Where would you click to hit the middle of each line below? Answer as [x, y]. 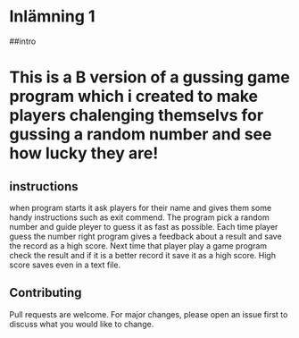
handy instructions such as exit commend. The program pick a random [139, 217]
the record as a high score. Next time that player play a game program [138, 245]
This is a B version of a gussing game [149, 77]
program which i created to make [134, 97]
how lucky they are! [84, 153]
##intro [23, 41]
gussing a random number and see [141, 135]
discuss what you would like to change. [82, 324]
